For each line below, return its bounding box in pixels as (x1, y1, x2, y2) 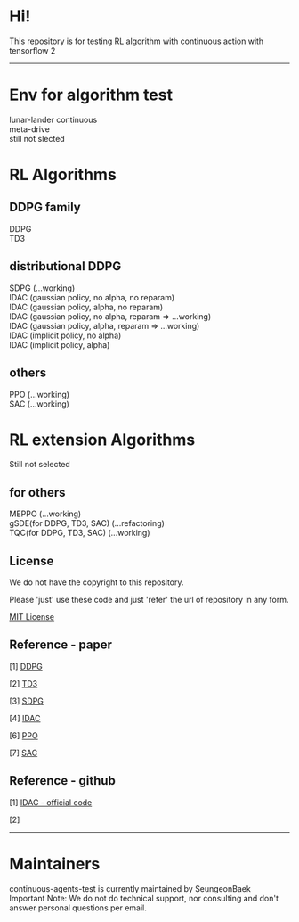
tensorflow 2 (9, 45, 56, 55)
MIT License (9, 612, 55, 622)
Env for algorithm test (9, 85, 174, 105)
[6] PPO (9, 729, 38, 741)
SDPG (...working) (9, 283, 76, 293)
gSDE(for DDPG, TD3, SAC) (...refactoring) (9, 518, 165, 529)
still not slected (9, 133, 65, 144)
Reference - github (9, 773, 116, 788)
